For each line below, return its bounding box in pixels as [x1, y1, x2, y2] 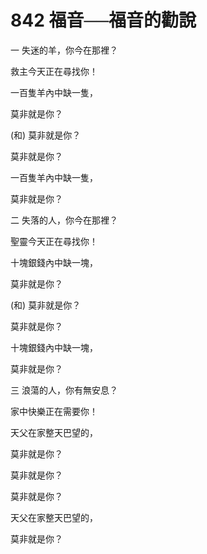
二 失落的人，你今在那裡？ [10, 214, 118, 226]
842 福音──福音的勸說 [10, 9, 197, 32]
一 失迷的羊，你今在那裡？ [10, 44, 118, 56]
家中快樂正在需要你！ [10, 405, 98, 417]
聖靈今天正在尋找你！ [10, 235, 98, 247]
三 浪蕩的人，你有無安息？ [10, 384, 118, 396]
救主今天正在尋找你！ [10, 65, 98, 77]
